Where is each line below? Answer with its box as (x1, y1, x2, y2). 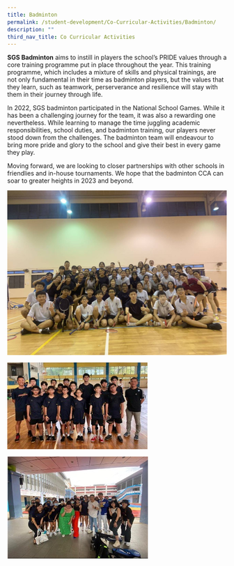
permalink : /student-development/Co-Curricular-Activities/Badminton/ (7, 18, 217, 26)
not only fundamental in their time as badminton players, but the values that (7, 75, 224, 84)
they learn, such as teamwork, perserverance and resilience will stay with (7, 83, 218, 91)
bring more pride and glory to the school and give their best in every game (7, 141, 221, 149)
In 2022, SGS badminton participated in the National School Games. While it (7, 104, 225, 112)
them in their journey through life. (7, 91, 103, 99)
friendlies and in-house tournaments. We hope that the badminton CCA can (7, 169, 224, 178)
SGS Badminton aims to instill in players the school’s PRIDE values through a (7, 53, 227, 62)
